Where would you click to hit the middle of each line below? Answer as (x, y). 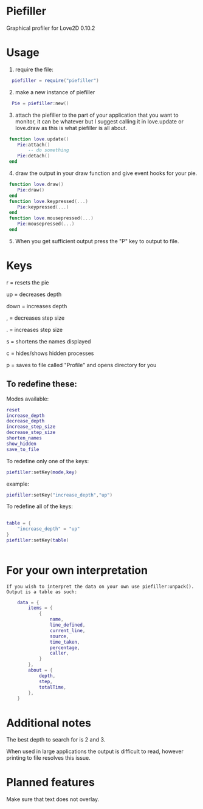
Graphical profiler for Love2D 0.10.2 (51, 28)
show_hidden (21, 444)
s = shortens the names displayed (49, 341)
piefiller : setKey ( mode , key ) (42, 472)
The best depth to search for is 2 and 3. (56, 740)
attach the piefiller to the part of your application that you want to (97, 115)
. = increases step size (34, 329)
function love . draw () (36, 184)
